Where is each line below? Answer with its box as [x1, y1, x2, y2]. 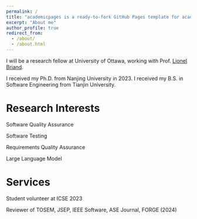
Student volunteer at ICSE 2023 [6, 194, 83, 202]
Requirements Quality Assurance [6, 143, 86, 150]
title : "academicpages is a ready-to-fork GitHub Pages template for [6, 14, 180, 20]
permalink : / [6, 8, 38, 15]
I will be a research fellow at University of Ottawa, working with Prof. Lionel [6, 57, 188, 64]
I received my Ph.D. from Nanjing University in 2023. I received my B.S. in [6, 74, 184, 82]
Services [6, 176, 51, 189]
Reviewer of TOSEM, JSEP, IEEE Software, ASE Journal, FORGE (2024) [6, 206, 177, 213]
